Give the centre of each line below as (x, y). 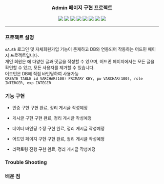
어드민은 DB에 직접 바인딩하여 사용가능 (42, 73)
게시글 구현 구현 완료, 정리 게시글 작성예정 (52, 118)
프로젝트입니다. (25, 55)
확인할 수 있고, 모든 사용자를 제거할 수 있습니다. (50, 68)
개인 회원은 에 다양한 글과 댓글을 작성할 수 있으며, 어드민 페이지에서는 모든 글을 (80, 61)
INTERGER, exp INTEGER (28, 83)
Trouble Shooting (26, 162)
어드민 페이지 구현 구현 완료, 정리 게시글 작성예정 (58, 138)
